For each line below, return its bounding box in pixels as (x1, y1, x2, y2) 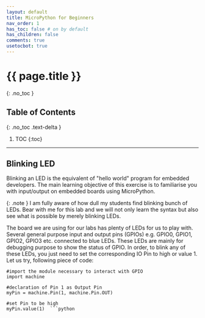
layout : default (6, 9, 48, 15)
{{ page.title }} (6, 70, 82, 83)
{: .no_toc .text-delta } (6, 123, 62, 131)
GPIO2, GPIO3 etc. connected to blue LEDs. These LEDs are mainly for (6, 237, 184, 245)
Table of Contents (6, 107, 76, 118)
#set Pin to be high (6, 300, 59, 307)
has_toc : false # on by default (6, 26, 88, 32)
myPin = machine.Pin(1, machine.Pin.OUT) (6, 290, 113, 296)
